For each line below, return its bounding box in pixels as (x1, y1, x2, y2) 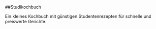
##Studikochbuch (5, 4, 41, 10)
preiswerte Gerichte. (5, 19, 47, 24)
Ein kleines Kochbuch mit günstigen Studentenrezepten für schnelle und (5, 14, 152, 19)
